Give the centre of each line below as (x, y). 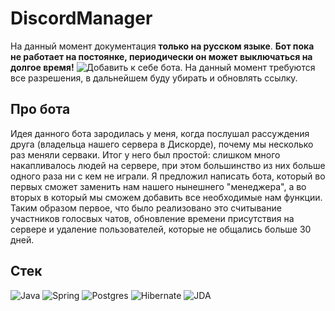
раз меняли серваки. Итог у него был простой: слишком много (145, 154)
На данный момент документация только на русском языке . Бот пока (162, 46)
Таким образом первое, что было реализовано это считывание (146, 208)
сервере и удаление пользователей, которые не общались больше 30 (161, 229)
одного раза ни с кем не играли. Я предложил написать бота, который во (168, 176)
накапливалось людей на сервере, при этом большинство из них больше (168, 165)
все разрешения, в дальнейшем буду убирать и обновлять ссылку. (154, 78)
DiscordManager (81, 18)
